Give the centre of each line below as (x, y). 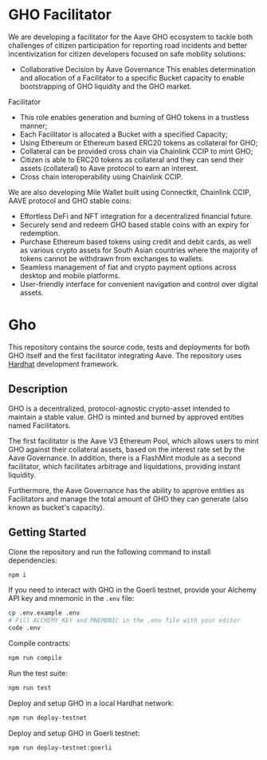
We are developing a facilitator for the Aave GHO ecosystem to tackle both (131, 37)
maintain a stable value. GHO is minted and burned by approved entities (126, 416)
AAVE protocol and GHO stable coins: (70, 201)
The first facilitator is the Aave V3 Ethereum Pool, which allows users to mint (133, 440)
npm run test (30, 688)
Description (38, 389)
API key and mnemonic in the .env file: (71, 599)
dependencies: (33, 560)
